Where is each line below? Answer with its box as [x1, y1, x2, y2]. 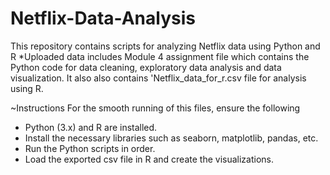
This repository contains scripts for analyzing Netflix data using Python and [10, 40, 321, 52]
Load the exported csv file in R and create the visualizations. [24, 153, 274, 165]
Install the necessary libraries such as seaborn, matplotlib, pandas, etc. [24, 132, 319, 144]
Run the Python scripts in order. [24, 142, 156, 154]
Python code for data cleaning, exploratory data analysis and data [10, 61, 282, 73]
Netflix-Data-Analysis [10, 7, 196, 30]
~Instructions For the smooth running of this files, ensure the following [10, 102, 301, 114]
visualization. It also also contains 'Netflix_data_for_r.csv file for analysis [10, 72, 307, 84]
